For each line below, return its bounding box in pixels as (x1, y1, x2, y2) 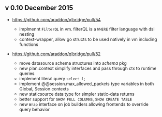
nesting (19, 31, 35, 37)
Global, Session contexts (19, 86, 69, 91)
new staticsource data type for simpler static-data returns (19, 91, 134, 97)
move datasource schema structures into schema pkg (19, 60, 127, 66)
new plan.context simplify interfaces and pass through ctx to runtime (19, 65, 157, 71)
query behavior (19, 106, 50, 112)
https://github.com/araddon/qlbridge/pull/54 (12, 16, 101, 22)
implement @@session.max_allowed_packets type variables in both (19, 81, 154, 87)
